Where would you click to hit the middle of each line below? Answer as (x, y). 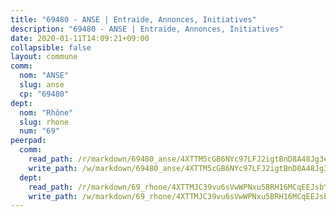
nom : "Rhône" (46, 112)
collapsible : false (51, 47)
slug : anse (42, 85)
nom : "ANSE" (44, 76)
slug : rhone (44, 122)
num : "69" (39, 131)
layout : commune (44, 57)
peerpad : (28, 141)
